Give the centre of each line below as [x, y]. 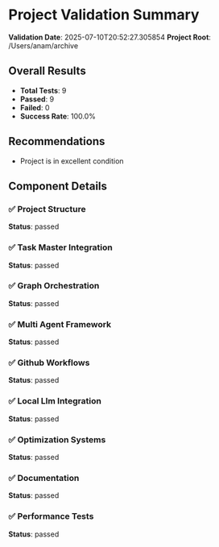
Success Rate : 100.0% [58, 116]
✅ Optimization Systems [57, 439]
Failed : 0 [35, 107]
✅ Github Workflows [49, 363]
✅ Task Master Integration [60, 247]
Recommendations [57, 141]
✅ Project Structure [47, 209]
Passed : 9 [37, 99]
